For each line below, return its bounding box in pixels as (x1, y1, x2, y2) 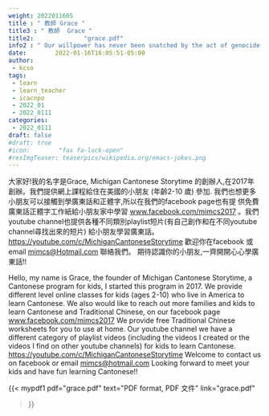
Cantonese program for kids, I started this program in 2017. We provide (8, 282, 243, 292)
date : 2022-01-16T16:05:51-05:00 (8, 49, 146, 57)
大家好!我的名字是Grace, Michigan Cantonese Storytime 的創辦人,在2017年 (8, 177, 255, 186)
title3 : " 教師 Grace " (8, 27, 92, 35)
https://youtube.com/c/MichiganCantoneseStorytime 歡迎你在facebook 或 (8, 237, 254, 247)
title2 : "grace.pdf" (8, 34, 124, 43)
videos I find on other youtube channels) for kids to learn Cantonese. (8, 341, 237, 351)
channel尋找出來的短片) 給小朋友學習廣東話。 (8, 226, 159, 237)
